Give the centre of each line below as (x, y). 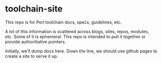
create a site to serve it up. (32, 56)
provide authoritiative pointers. (36, 41)
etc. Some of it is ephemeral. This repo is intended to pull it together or (75, 37)
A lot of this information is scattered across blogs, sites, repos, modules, (77, 31)
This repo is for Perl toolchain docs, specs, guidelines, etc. (63, 22)
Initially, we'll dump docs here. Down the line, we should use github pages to (81, 51)
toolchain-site (34, 9)
